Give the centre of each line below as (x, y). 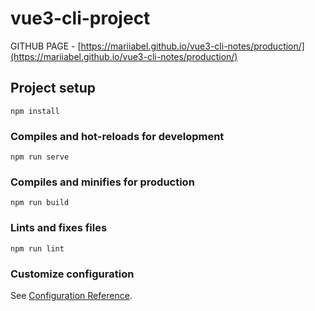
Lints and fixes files (59, 228)
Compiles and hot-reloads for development (117, 136)
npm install (35, 111)
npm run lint (37, 248)
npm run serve (40, 157)
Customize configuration (72, 274)
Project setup (53, 88)
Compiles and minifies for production (102, 182)
